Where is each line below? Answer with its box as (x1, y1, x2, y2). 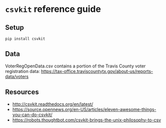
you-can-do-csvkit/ (12, 112, 53, 118)
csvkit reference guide (5, 3, 101, 15)
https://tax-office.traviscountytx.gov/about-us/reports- (41, 68, 153, 74)
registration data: (5, 68, 40, 74)
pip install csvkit (5, 36, 46, 41)
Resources (5, 88, 39, 96)
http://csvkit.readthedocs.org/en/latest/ (12, 101, 93, 107)
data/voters (5, 73, 29, 79)
